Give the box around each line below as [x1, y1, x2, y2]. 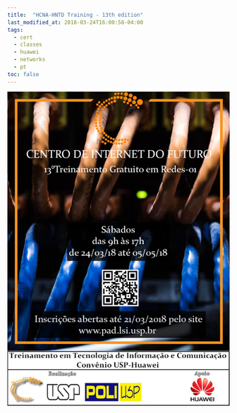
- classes [13, 41, 42, 49]
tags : [7, 26, 23, 33]
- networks [13, 56, 46, 63]
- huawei [13, 49, 39, 56]
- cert [13, 34, 33, 41]
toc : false [7, 70, 39, 78]
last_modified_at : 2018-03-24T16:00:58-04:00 [7, 18, 143, 26]
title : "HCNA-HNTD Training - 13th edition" [7, 11, 143, 18]
